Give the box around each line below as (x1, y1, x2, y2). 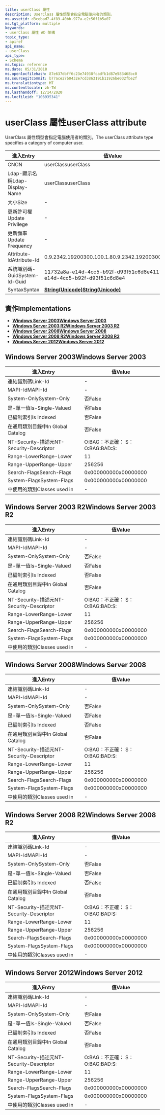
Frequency (7, 243, 32, 250)
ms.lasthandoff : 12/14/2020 (5, 90, 63, 95)
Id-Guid (7, 278, 26, 285)
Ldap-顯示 (7, 170, 33, 177)
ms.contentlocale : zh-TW (5, 85, 56, 90)
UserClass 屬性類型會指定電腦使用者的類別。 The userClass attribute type (5, 134, 154, 141)
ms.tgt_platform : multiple (5, 21, 60, 26)
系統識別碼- (7, 266, 36, 273)
